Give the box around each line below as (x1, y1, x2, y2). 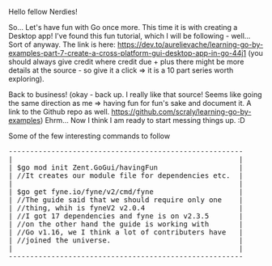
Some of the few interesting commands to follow (8, 131, 171, 141)
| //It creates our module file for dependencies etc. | (8, 171, 244, 180)
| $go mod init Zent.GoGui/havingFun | (8, 163, 244, 172)
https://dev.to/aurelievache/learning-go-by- (117, 40, 264, 49)
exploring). (8, 74, 45, 83)
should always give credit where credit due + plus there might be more (8, 57, 244, 66)
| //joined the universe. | (8, 236, 244, 245)
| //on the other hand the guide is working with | (8, 220, 244, 229)
